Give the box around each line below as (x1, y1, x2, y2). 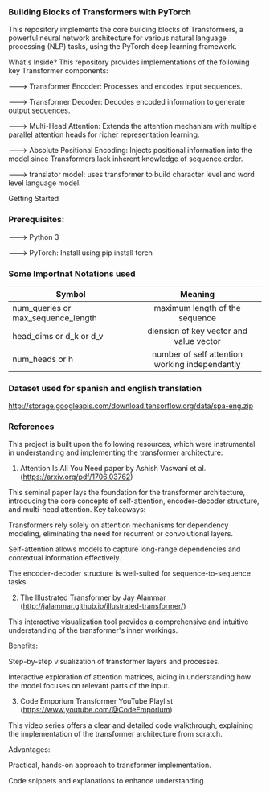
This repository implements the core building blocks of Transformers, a (8, 25, 243, 35)
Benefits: (8, 641, 39, 651)
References (8, 421, 55, 432)
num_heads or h (12, 353, 74, 365)
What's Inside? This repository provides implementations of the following (8, 57, 251, 67)
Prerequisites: (8, 214, 65, 225)
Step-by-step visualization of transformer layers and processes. (8, 657, 220, 667)
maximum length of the (153, 302, 241, 313)
